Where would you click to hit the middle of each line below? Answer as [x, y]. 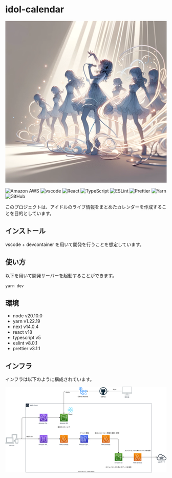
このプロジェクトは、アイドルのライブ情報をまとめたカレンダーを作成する [84, 207]
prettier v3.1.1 [26, 349]
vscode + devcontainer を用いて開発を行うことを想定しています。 [75, 244]
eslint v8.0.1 [25, 343]
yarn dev [15, 286]
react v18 [22, 332]
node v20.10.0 [27, 316]
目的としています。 [34, 213]
